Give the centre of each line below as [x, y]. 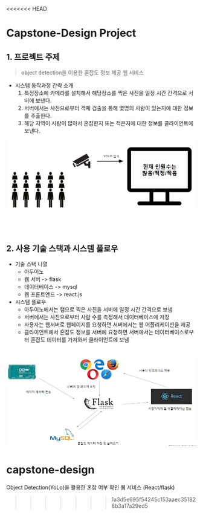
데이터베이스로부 [175, 332]
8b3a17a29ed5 [130, 506]
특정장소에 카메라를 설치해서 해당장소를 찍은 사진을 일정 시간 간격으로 [105, 93]
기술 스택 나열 [31, 264]
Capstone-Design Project [71, 33]
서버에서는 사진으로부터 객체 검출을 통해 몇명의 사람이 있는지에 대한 [103, 108]
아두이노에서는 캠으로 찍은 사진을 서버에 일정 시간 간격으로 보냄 [98, 309]
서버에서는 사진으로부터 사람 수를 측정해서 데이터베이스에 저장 [97, 317]
